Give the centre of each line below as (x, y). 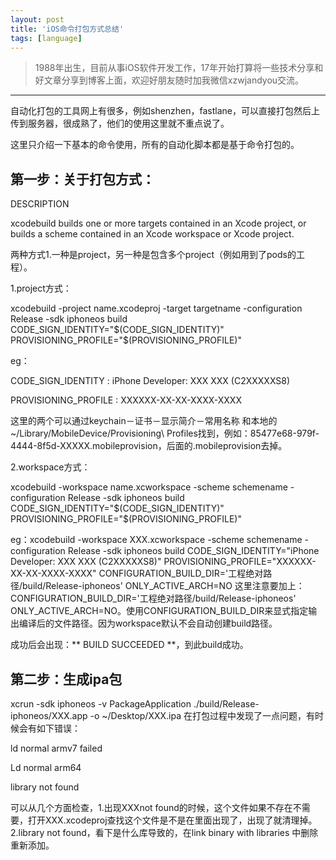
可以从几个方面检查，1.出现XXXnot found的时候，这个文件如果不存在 (151, 807)
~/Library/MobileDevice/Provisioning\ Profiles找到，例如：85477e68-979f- (165, 433)
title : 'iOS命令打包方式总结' (67, 29)
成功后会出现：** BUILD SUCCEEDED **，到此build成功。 (129, 645)
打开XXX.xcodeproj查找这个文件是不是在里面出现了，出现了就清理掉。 (172, 820)
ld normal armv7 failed (56, 748)
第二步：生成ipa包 (66, 679)
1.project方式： (41, 288)
